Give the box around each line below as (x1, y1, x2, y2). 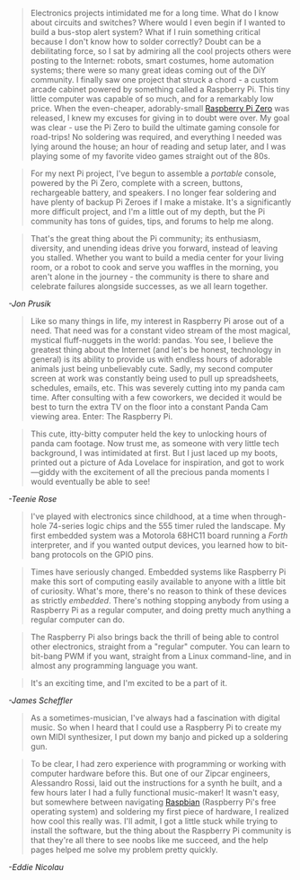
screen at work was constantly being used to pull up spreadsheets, (30, 373, 279, 383)
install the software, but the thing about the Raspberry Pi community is (30, 825, 292, 836)
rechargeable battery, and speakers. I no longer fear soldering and (30, 188, 278, 198)
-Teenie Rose (8, 494, 57, 504)
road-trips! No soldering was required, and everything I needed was (30, 132, 282, 142)
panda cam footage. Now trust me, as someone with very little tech (30, 438, 279, 448)
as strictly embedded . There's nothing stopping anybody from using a (30, 595, 289, 605)
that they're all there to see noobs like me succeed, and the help (30, 835, 269, 845)
